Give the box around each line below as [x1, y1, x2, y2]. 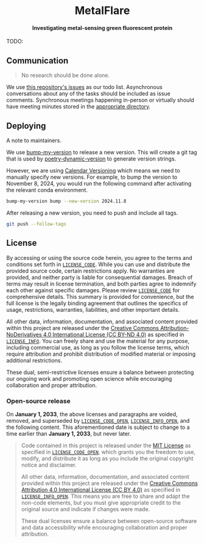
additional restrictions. [6, 356, 63, 364]
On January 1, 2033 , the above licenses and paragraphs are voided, [6, 410, 178, 418]
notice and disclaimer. [21, 461, 77, 469]
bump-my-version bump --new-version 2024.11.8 [6, 198, 127, 204]
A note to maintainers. [6, 137, 62, 144]
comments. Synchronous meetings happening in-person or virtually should [6, 96, 195, 104]
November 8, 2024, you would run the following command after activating [6, 180, 192, 187]
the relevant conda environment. [6, 187, 88, 194]
